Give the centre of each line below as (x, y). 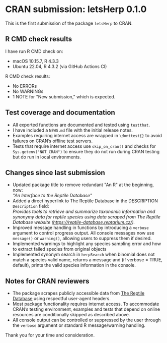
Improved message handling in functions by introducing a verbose (81, 227)
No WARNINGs (28, 91)
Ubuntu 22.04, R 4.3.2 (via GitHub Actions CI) (60, 66)
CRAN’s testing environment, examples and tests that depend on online (86, 309)
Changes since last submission (55, 173)
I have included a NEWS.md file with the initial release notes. (73, 130)
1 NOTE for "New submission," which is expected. (64, 96)
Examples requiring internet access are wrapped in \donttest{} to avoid (87, 135)
